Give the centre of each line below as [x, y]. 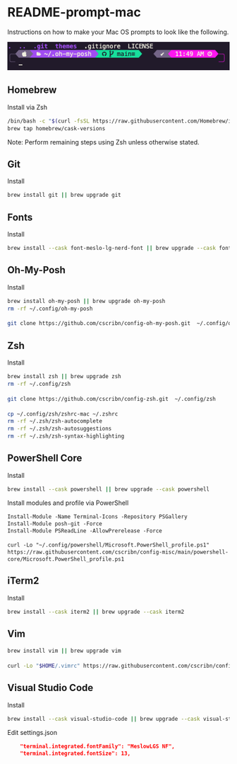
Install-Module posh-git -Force [55, 524]
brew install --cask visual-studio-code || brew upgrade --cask [104, 719]
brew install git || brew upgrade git [64, 195]
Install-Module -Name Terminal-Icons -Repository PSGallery [98, 517]
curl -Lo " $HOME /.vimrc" [44, 666]
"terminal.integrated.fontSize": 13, [75, 754]
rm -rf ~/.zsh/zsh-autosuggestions [60, 429]
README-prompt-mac [74, 12]
